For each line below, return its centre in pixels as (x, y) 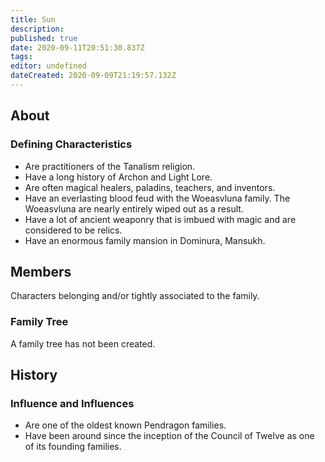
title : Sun (33, 19)
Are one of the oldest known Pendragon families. (125, 425)
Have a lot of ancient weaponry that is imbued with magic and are (160, 219)
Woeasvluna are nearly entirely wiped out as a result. (134, 208)
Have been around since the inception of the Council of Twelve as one (169, 436)
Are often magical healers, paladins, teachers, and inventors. (150, 187)
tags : (21, 57)
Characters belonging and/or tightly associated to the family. (135, 296)
